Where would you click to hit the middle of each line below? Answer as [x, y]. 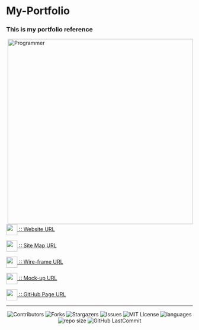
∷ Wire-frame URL [41, 262]
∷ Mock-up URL [38, 278]
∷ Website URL [37, 229]
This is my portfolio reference [49, 30]
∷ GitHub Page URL [42, 294]
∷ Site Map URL [38, 246]
